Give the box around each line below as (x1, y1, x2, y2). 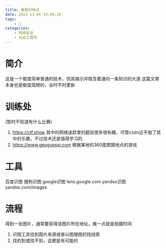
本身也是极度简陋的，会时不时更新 (5, 82, 75, 88)
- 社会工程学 (14, 35, 37, 40)
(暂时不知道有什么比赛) (5, 118, 52, 125)
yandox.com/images (5, 184, 47, 190)
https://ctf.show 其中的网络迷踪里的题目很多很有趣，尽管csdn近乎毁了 (12, 129, 157, 135)
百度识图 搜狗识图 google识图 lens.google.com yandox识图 (5, 178, 126, 185)
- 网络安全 (14, 30, 34, 35)
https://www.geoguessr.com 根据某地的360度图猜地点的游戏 (12, 142, 137, 148)
